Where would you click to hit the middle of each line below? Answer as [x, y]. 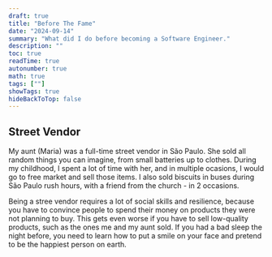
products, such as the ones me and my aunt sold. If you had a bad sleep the [135, 227]
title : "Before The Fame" [52, 24]
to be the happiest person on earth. [68, 245]
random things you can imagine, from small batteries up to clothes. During [133, 160]
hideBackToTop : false [45, 99]
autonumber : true [38, 69]
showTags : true [34, 91]
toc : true [25, 54]
